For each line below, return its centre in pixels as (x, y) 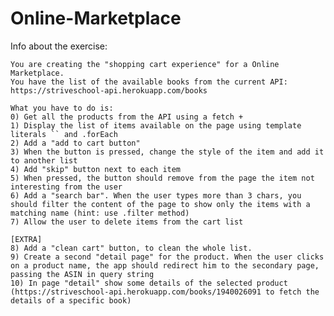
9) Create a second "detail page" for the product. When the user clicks (167, 257)
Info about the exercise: (59, 46)
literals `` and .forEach (64, 134)
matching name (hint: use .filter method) (100, 213)
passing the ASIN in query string (82, 274)
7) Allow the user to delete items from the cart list (127, 222)
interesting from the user (66, 187)
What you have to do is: (62, 108)
